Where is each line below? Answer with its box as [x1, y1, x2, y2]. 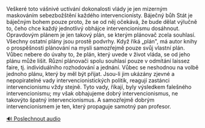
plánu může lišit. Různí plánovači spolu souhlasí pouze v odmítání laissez [6, 58, 190, 64]
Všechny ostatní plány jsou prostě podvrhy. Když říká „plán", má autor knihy [6, 38, 198, 45]
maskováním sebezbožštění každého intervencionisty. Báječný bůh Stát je [6, 12, 193, 19]
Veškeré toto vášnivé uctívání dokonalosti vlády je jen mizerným [6, 6, 168, 12]
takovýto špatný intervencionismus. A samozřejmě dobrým [6, 96, 155, 104]
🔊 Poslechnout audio [6, 115, 61, 122]
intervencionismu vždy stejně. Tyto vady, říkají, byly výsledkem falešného [6, 83, 192, 91]
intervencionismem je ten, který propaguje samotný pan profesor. [6, 103, 171, 110]
